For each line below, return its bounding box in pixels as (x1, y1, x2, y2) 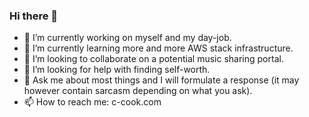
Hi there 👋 (9, 9, 59, 23)
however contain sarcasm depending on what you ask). (23, 85, 253, 97)
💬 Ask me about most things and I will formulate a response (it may (23, 74, 300, 86)
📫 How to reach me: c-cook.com (23, 96, 162, 108)
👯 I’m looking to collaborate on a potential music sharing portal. (23, 53, 284, 65)
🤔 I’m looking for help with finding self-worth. (23, 64, 211, 76)
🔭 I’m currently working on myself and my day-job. (23, 32, 232, 44)
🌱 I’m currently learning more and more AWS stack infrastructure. (23, 42, 294, 54)
